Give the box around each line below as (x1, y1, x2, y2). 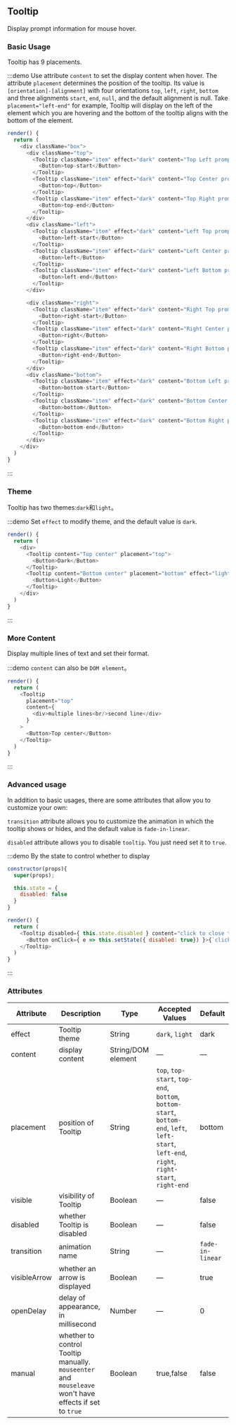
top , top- (156, 1065, 186, 1075)
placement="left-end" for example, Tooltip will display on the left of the (7, 101, 213, 110)
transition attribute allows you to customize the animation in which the (7, 817, 214, 825)
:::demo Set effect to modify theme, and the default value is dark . (7, 517, 198, 526)
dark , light (156, 1029, 193, 1039)
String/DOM (110, 1045, 150, 1055)
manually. (58, 1357, 91, 1367)
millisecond (58, 1320, 97, 1329)
